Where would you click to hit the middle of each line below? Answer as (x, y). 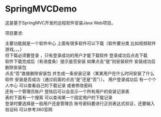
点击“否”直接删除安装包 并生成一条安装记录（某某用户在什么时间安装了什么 (80, 73)
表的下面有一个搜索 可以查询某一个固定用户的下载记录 (59, 97)
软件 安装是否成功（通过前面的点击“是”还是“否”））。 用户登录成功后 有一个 (79, 79)
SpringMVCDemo (41, 9)
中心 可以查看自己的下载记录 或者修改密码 (51, 85)
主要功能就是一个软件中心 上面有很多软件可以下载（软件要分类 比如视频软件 (80, 43)
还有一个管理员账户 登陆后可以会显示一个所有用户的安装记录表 (67, 91)
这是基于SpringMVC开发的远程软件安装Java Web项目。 (60, 23)
